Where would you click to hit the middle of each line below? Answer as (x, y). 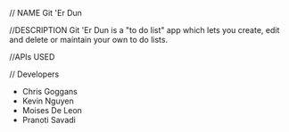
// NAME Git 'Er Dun (46, 13)
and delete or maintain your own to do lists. (88, 40)
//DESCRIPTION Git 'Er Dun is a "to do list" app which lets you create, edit (144, 30)
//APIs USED (32, 57)
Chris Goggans (50, 91)
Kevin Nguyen (48, 101)
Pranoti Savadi (49, 120)
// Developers (34, 74)
